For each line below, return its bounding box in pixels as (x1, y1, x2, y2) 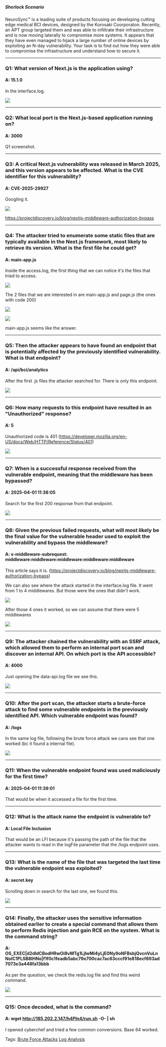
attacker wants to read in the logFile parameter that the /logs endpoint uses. (5, 842, 160, 848)
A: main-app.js (5, 257, 37, 262)
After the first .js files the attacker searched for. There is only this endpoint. (5, 378, 158, 384)
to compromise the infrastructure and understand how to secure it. (5, 47, 141, 54)
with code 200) (5, 297, 37, 303)
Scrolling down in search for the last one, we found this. (5, 888, 119, 894)
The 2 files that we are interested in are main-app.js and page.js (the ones (5, 292, 156, 298)
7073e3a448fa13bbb (5, 961, 49, 967)
